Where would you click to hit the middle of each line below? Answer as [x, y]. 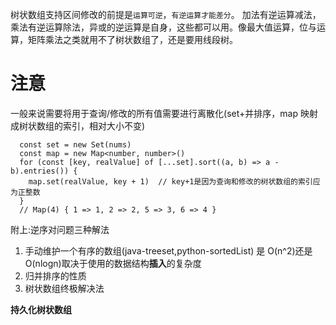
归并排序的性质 [55, 275]
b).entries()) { [44, 171]
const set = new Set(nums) [75, 144]
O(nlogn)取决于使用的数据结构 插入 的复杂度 [113, 263]
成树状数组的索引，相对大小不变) [78, 125]
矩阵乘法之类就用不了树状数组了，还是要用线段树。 [132, 39]
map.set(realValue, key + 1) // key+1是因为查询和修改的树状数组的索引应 [174, 181]
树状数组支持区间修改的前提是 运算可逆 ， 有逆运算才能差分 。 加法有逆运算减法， [166, 14]
